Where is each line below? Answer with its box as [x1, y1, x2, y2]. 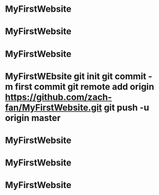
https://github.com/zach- [5, 92, 112, 102]
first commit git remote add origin [15, 81, 155, 92]
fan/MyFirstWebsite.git [5, 102, 102, 113]
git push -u [104, 102, 149, 113]
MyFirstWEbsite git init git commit [5, 71, 147, 82]
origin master [5, 112, 61, 123]
